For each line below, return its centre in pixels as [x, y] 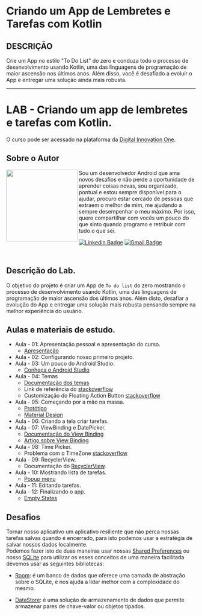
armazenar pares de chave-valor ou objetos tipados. [80, 606]
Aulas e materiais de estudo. [61, 330]
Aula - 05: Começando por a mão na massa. [69, 402]
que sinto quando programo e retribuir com [132, 224]
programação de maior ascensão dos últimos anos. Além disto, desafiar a [97, 298]
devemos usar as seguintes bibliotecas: [55, 564]
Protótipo [35, 408]
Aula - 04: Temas [36, 376]
